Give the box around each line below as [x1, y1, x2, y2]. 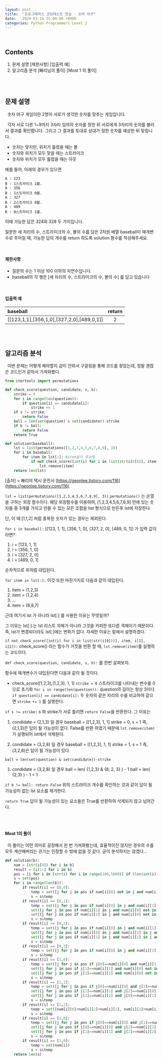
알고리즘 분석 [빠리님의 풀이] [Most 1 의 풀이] [12, 67, 97, 73]
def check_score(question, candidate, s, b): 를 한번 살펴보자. [5, 660, 130, 665]
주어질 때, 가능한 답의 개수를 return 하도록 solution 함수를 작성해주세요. [13, 235, 148, 240]
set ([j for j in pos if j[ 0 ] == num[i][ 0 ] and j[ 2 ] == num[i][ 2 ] [30, 1025, 157, 1030]
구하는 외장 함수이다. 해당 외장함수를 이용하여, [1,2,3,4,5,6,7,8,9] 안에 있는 [10, 499, 149, 505]
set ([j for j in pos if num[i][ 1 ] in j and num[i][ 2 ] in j [30, 934, 152, 939]
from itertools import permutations [5, 379, 79, 383]
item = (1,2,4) [12, 592, 39, 598]
